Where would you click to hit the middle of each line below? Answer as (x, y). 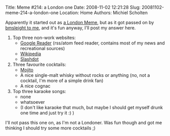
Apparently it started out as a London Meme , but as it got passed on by (80, 22)
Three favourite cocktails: (39, 64)
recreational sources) (42, 48)
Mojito (27, 70)
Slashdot (29, 59)
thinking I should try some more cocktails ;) (50, 128)
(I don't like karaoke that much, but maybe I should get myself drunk (92, 107)
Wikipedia (31, 54)
